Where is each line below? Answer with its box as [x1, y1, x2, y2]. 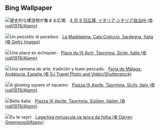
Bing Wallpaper [5, 4, 53, 12]
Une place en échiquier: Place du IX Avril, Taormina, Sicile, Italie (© [10, 49, 147, 55]
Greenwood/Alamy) [5, 119, 44, 125]
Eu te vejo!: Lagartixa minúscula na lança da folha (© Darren [10, 114, 133, 120]
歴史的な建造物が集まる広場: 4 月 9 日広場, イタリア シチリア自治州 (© [10, 17, 153, 23]
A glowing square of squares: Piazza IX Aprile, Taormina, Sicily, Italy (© [10, 82, 155, 88]
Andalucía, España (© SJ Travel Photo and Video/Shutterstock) [5, 71, 132, 77]
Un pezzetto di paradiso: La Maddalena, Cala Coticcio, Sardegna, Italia [10, 33, 154, 39]
